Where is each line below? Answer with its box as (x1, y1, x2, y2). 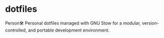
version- (142, 20, 159, 26)
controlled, (5, 27, 27, 33)
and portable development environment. (28, 27, 110, 33)
